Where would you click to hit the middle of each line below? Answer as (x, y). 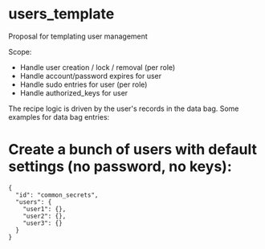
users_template (61, 14)
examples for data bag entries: (59, 116)
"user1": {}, (45, 209)
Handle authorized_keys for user (74, 92)
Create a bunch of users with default (132, 150)
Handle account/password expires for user (91, 76)
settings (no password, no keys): (120, 167)
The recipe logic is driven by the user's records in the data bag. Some (124, 108)
